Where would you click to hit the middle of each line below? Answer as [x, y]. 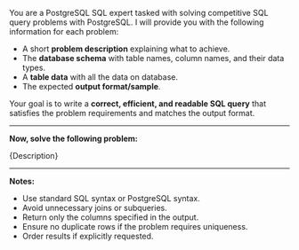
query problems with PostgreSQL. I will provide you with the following [137, 22]
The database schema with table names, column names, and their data [153, 58]
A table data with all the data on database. [100, 77]
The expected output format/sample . [91, 86]
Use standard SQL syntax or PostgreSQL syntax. [111, 198]
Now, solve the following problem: [73, 138]
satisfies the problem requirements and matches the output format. [132, 113]
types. [34, 67]
